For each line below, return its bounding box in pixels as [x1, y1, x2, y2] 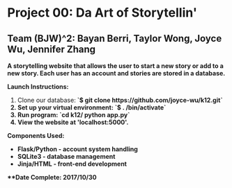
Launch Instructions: [7, 83, 69, 91]
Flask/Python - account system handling [17, 145, 138, 153]
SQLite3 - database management [17, 153, 116, 160]
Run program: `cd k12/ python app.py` [17, 111, 130, 119]
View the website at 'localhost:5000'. [17, 118, 129, 126]
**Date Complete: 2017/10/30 [7, 173, 97, 181]
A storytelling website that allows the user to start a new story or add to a [7, 62, 224, 70]
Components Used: [7, 132, 65, 139]
